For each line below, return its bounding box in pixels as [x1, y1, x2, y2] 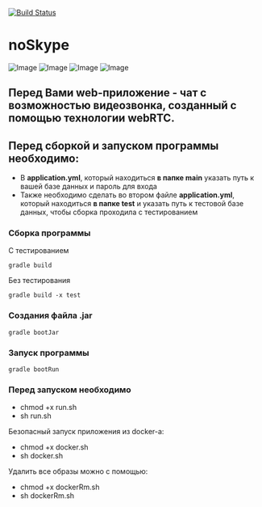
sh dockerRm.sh [19, 491, 75, 501]
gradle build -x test [8, 291, 81, 299]
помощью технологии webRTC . [8, 112, 175, 125]
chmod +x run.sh [19, 403, 77, 412]
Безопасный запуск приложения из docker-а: [8, 427, 164, 437]
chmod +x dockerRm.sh [19, 482, 100, 492]
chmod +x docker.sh [19, 442, 89, 452]
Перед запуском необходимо [8, 384, 131, 395]
